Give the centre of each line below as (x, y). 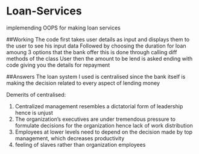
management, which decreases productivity (70, 138)
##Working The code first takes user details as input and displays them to (98, 39)
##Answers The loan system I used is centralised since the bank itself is (96, 76)
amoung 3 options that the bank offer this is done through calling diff (92, 52)
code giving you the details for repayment (58, 65)
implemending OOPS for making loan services (63, 28)
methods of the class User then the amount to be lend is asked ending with (99, 58)
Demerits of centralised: (36, 94)
